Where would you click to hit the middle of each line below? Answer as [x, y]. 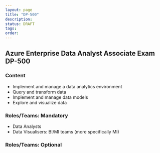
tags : [11, 29]
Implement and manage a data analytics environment [67, 86]
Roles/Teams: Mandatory [37, 115]
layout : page [19, 10]
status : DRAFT [20, 24]
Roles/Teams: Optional [34, 144]
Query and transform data [39, 92]
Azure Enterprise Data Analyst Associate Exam [80, 53]
